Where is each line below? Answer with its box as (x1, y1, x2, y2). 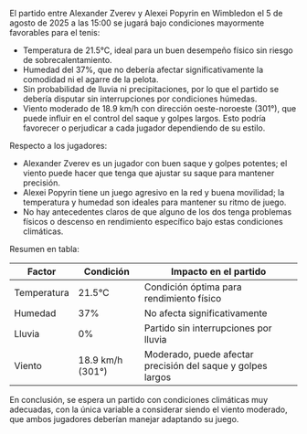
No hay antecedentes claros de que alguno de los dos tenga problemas (22, 206, 292, 217)
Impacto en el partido (170, 265, 267, 278)
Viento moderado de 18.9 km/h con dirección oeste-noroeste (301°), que (22, 103, 297, 113)
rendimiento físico (143, 292, 222, 304)
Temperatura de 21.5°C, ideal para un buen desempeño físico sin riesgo (22, 45, 294, 56)
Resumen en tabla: (9, 244, 80, 254)
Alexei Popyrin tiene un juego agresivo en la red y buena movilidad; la (22, 187, 285, 197)
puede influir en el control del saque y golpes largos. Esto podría (22, 113, 267, 123)
